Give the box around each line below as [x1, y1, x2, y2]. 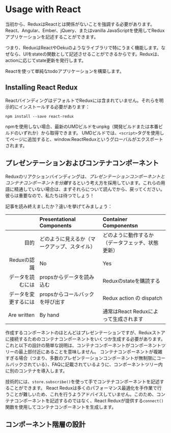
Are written [8, 311, 35, 319]
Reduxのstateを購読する [102, 277, 160, 284]
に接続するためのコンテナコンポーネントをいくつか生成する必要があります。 [5, 336, 165, 342]
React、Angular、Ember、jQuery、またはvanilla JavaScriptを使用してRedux [5, 27, 165, 34]
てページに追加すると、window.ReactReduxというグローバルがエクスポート [5, 136, 163, 142]
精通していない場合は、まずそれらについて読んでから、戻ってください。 [14, 186, 165, 192]
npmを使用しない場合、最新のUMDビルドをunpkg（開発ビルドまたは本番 [5, 123, 159, 129]
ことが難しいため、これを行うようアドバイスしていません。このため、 [9, 391, 157, 397]
